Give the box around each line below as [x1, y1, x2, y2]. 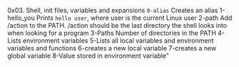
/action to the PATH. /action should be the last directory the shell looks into [7, 21, 228, 29]
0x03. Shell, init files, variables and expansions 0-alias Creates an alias [7, 6, 218, 14]
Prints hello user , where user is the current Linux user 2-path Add [36, 14, 233, 22]
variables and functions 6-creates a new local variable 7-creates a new [7, 44, 217, 52]
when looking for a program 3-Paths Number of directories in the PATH [7, 29, 216, 37]
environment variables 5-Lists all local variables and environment [22, 36, 214, 45]
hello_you [7, 14, 36, 22]
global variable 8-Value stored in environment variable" [7, 51, 170, 60]
